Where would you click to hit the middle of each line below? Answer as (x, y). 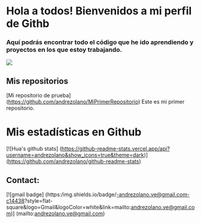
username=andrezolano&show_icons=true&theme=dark (75, 155)
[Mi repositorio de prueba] (39, 95)
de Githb (28, 24)
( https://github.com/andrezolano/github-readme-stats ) (74, 162)
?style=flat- (38, 201)
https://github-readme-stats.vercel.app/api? (116, 149)
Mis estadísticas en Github (74, 132)
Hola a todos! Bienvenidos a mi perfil (99, 11)
